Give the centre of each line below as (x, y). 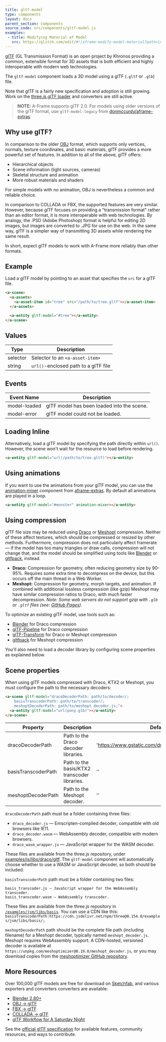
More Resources (31, 972)
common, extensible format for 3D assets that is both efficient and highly (79, 61)
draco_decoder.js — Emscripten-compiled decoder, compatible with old (85, 823)
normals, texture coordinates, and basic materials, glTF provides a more (78, 149)
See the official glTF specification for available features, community (74, 1029)
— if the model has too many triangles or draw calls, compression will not (80, 548)
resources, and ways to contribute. (41, 1035)
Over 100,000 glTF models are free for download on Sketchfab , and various (82, 984)
